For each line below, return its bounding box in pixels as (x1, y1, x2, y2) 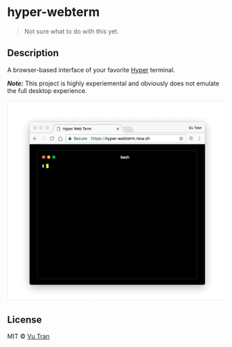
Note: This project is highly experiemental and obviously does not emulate (7, 79, 220, 87)
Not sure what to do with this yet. (24, 27, 119, 35)
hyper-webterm (7, 4, 100, 20)
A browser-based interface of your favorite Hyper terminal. (7, 65, 175, 74)
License (7, 314, 42, 325)
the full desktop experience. (7, 86, 87, 94)
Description (7, 47, 59, 59)
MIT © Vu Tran (7, 332, 50, 341)
